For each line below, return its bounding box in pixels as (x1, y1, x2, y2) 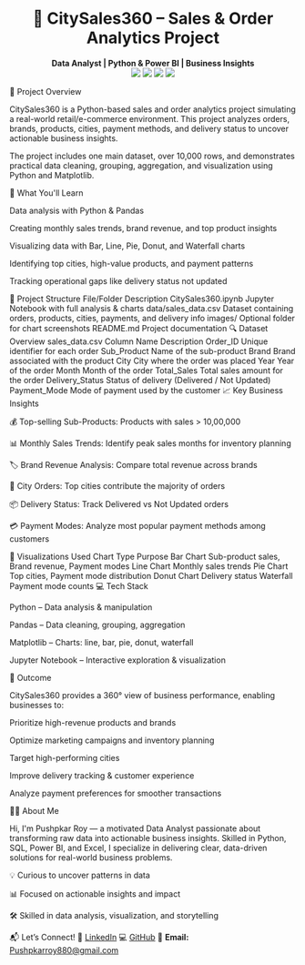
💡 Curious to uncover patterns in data (9, 869, 150, 880)
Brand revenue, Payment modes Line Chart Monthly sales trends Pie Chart (9, 560, 289, 572)
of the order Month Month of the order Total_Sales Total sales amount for (9, 364, 284, 376)
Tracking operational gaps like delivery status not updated (9, 275, 228, 286)
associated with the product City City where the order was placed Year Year (9, 355, 295, 366)
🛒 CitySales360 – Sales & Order (32, 8, 274, 29)
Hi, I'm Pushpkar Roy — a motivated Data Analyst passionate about (9, 823, 261, 834)
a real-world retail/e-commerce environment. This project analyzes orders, (9, 113, 290, 124)
